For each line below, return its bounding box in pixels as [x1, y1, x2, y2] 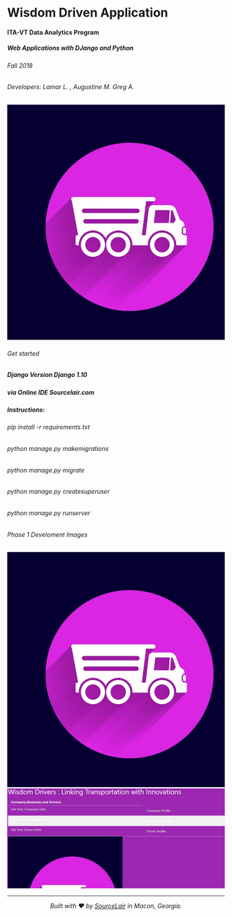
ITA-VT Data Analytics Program [7, 28, 99, 36]
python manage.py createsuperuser [7, 488, 110, 496]
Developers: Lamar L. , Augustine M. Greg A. [7, 83, 135, 91]
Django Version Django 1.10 [7, 371, 88, 379]
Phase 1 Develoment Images [7, 530, 88, 539]
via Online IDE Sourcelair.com [7, 388, 95, 396]
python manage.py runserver [7, 508, 91, 517]
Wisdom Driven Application [7, 5, 168, 21]
